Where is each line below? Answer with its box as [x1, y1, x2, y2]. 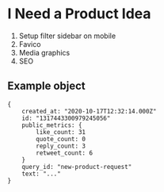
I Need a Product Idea [7, 5, 151, 23]
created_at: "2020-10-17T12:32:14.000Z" [21, 107, 157, 115]
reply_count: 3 [36, 142, 86, 150]
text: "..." [21, 170, 61, 178]
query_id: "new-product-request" [21, 163, 132, 171]
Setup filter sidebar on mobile [18, 31, 116, 40]
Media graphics [18, 48, 71, 57]
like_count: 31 [36, 128, 86, 136]
